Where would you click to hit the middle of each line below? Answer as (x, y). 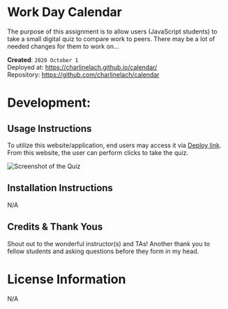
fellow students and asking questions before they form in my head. (103, 251)
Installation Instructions (60, 188)
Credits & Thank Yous (55, 227)
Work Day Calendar (65, 12)
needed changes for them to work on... (63, 46)
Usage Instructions (50, 129)
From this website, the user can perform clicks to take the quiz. (98, 152)
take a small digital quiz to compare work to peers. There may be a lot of (111, 38)
